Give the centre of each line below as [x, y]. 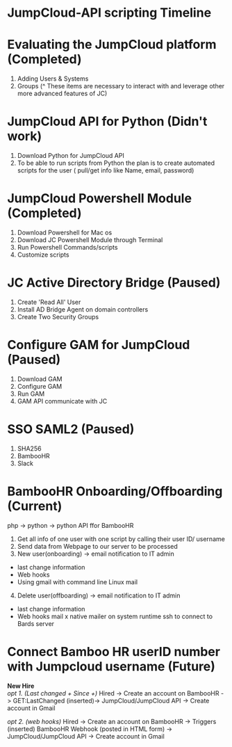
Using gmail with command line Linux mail [77, 581]
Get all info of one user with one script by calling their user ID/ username [121, 539]
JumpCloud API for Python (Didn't [107, 121]
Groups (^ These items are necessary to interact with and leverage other [121, 86]
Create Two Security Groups [58, 316]
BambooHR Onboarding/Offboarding [115, 491]
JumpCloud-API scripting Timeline [109, 13]
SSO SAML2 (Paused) [71, 429]
